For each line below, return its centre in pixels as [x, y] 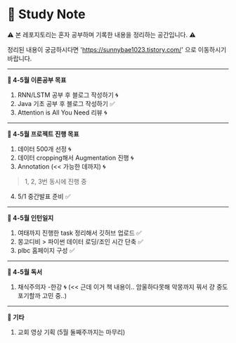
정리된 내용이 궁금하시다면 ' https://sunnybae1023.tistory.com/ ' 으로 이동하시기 [117, 49]
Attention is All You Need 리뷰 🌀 [62, 112]
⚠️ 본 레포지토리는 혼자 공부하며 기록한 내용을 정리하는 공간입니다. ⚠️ [101, 34]
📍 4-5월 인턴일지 [31, 218]
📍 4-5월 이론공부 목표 [37, 79]
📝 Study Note [46, 14]
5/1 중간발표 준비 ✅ [44, 196]
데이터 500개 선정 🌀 [44, 149]
